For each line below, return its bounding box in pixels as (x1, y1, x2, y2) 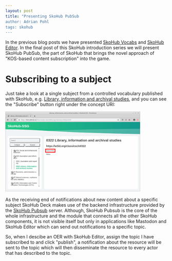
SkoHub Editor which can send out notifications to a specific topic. (5, 224, 146, 230)
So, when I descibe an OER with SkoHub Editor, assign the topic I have (5, 234, 154, 240)
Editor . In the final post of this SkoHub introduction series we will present (5, 45, 159, 51)
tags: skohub (5, 25, 33, 30)
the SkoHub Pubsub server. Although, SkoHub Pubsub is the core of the (5, 208, 158, 214)
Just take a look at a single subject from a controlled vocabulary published (5, 90, 163, 97)
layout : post (5, 8, 33, 13)
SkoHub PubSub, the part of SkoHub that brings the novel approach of (5, 50, 155, 56)
